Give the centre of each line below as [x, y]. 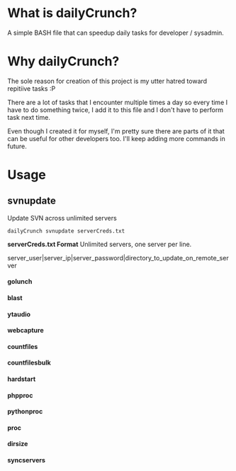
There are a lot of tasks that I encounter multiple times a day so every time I [118, 102]
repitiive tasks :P [32, 88]
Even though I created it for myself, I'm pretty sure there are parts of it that [116, 131]
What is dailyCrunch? [72, 13]
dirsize [18, 444]
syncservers [27, 460]
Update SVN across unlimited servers [62, 218]
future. [17, 146]
